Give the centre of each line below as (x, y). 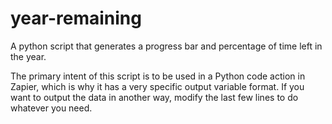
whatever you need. (51, 108)
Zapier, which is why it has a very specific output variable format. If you (157, 86)
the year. (28, 56)
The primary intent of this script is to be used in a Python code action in (158, 76)
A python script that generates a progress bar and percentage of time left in (166, 46)
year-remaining (76, 18)
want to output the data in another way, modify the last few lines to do (154, 97)
